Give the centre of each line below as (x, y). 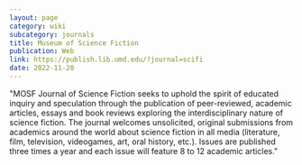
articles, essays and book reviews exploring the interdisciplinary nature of (146, 113)
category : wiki (38, 26)
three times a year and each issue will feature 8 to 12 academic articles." (144, 151)
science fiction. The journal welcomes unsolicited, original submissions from (151, 122)
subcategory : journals (52, 34)
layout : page (34, 18)
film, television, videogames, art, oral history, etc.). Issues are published (143, 142)
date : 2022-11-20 (42, 69)
